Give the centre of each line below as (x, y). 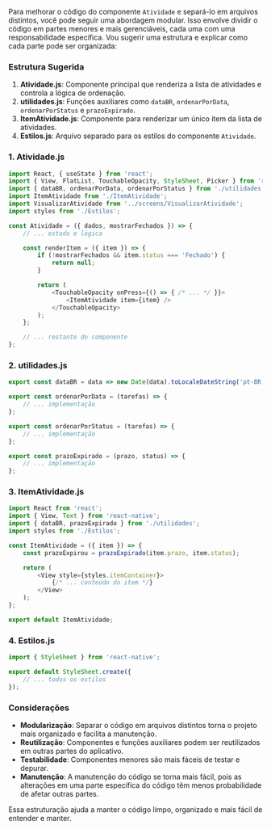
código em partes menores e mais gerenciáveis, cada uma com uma (122, 29)
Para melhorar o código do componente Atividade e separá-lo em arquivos (133, 12)
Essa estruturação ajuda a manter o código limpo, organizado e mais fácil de (135, 809)
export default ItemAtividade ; (61, 620)
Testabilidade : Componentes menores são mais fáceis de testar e (130, 760)
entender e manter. (40, 818)
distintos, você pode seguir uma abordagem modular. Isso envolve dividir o (133, 20)
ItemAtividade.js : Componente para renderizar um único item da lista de (141, 119)
